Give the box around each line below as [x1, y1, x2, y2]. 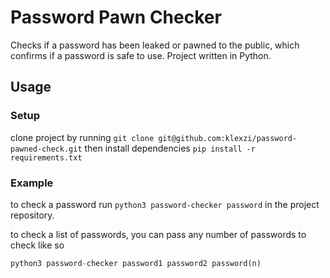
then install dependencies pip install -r [84, 142, 256, 154]
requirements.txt [10, 152, 83, 163]
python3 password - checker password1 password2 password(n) [10, 258, 262, 268]
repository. [10, 209, 55, 221]
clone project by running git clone [10, 131, 155, 143]
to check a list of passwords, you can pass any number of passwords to [10, 228, 307, 240]
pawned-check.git [10, 144, 83, 154]
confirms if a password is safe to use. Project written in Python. [10, 49, 272, 61]
